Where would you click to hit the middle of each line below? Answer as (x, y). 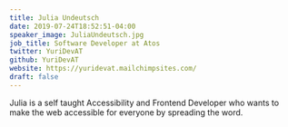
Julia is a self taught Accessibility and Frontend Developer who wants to (144, 103)
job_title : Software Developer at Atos (85, 43)
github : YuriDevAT (44, 60)
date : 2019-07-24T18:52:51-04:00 (73, 26)
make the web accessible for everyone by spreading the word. (126, 112)
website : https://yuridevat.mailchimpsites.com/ (103, 69)
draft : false (34, 77)
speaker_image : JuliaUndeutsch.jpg (77, 34)
